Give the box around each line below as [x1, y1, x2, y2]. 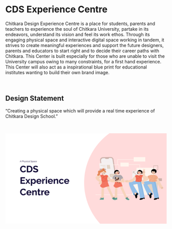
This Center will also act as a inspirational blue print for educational [5, 64, 147, 70]
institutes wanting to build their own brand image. [5, 69, 110, 75]
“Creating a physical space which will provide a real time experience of [5, 107, 155, 113]
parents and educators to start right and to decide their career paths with [5, 48, 160, 54]
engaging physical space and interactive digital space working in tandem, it [5, 37, 165, 43]
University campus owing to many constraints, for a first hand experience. [5, 58, 162, 64]
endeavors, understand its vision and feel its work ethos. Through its [5, 31, 150, 37]
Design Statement [5, 94, 64, 103]
